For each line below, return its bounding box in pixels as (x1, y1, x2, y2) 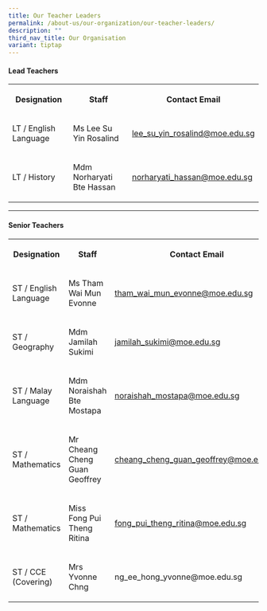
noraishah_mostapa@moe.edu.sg (114, 390, 240, 401)
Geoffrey (68, 473, 102, 484)
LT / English (12, 123, 56, 134)
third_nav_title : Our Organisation (8, 33, 126, 42)
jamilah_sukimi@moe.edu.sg (114, 336, 221, 347)
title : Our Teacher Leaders (8, 11, 102, 20)
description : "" (8, 26, 62, 34)
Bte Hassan (72, 182, 116, 193)
